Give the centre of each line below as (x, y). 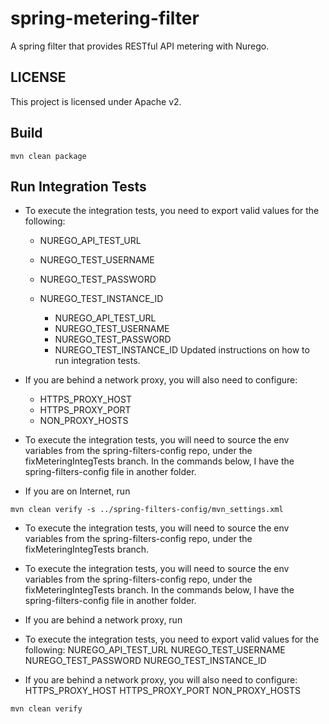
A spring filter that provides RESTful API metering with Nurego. (140, 46)
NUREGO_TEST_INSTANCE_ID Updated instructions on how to (182, 350)
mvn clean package (48, 156)
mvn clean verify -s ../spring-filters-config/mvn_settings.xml (147, 510)
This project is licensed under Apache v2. (96, 101)
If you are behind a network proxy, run (103, 620)
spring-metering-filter (105, 18)
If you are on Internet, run (77, 491)
